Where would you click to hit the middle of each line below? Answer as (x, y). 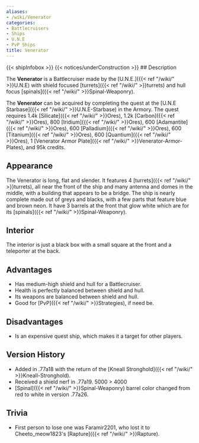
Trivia (17, 413)
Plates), (15, 147)
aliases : (17, 12)
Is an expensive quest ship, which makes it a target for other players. (99, 336)
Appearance (30, 166)
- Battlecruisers (28, 28)
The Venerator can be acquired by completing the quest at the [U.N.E (91, 103)
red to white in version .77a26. (52, 394)
